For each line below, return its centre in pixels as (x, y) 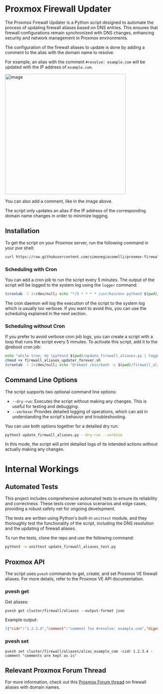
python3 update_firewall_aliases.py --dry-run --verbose (64, 435)
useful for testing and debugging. (45, 406)
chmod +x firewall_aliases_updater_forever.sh (53, 360)
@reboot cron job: (23, 347)
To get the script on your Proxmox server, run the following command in (77, 243)
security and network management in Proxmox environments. (67, 38)
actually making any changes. (35, 449)
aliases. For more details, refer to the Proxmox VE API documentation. (75, 579)
